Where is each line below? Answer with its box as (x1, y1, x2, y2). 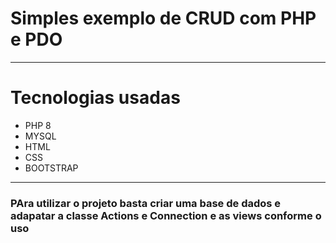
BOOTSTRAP (24, 162, 79, 174)
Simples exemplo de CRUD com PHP (10, 7, 317, 30)
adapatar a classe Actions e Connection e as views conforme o (10, 208, 322, 222)
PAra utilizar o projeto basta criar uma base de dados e (10, 196, 282, 210)
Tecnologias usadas (10, 87, 181, 109)
